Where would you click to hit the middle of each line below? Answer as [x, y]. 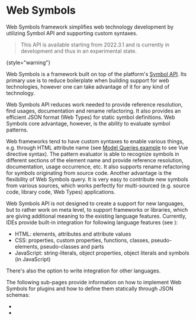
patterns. [17, 130]
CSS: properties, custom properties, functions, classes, [82, 240]
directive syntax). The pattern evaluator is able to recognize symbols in [93, 154]
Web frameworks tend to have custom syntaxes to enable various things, [95, 141]
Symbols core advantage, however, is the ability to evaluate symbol [88, 123]
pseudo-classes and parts [72, 246]
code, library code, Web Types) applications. [61, 192]
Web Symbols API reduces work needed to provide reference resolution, [94, 104]
